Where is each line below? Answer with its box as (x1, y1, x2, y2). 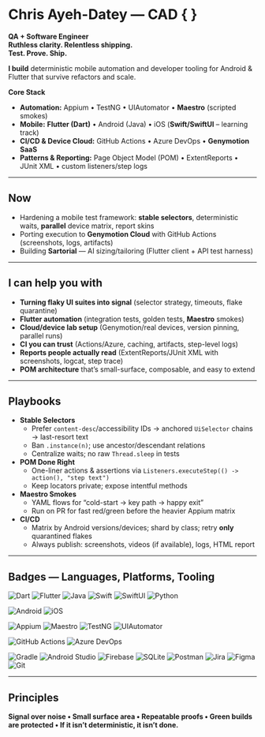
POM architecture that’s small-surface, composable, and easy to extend (19, 365, 256, 374)
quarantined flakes (31, 531, 92, 541)
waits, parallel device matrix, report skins (19, 221, 155, 230)
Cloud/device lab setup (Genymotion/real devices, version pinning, (19, 322, 240, 332)
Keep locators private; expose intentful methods (31, 481, 188, 491)
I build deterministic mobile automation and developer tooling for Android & (8, 63, 252, 73)
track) (19, 128, 39, 137)
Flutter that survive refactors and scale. (8, 72, 136, 81)
